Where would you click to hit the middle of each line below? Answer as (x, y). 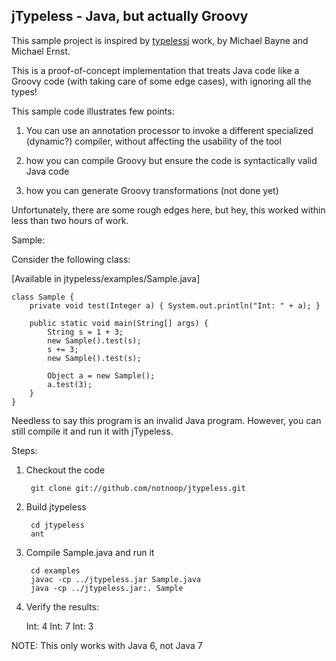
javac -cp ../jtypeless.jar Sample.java (116, 579)
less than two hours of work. (70, 220)
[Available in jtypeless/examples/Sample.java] (106, 278)
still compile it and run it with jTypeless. (92, 431)
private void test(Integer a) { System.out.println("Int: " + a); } (175, 305)
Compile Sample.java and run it (90, 552)
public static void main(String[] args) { (119, 323)
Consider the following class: (71, 259)
